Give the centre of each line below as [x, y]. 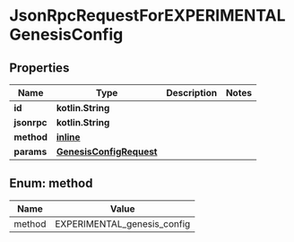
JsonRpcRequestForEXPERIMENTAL [147, 16]
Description [191, 93]
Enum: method [51, 183]
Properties [39, 68]
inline [68, 137]
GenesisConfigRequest [107, 151]
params [30, 151]
